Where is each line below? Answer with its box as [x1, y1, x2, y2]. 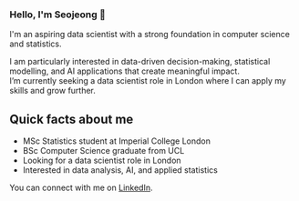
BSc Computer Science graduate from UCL [22, 146, 185, 156]
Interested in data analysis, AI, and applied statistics [22, 165, 219, 176]
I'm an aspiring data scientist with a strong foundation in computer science [9, 29, 290, 40]
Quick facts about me [9, 111, 134, 126]
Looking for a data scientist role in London [22, 155, 181, 166]
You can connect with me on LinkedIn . [9, 182, 153, 194]
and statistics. [9, 38, 62, 49]
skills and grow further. [9, 85, 96, 96]
